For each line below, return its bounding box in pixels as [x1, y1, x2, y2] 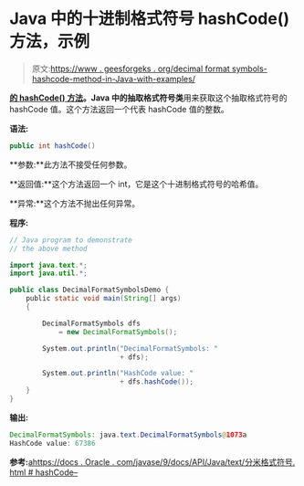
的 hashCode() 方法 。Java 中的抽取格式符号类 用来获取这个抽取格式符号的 [9, 92, 288, 103]
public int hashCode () [9, 141, 96, 151]
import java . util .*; [9, 269, 89, 279]
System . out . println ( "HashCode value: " [42, 369, 194, 378]
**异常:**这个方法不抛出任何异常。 [9, 197, 141, 208]
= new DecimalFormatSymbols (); [58, 327, 178, 336]
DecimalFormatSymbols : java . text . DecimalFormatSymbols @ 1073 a [9, 430, 247, 439]
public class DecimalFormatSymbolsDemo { [9, 285, 170, 295]
